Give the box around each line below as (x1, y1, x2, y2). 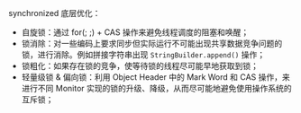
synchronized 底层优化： (8, 8, 101, 18)
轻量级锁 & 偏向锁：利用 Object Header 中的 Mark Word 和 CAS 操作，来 (21, 72, 290, 83)
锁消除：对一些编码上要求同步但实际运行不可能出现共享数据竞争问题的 (21, 39, 283, 48)
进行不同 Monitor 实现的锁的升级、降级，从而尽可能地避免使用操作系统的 (21, 83, 292, 93)
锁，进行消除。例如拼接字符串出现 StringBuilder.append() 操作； (21, 49, 266, 60)
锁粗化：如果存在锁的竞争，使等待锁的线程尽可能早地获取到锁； (21, 61, 259, 71)
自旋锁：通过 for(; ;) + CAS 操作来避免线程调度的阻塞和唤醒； (21, 27, 250, 38)
